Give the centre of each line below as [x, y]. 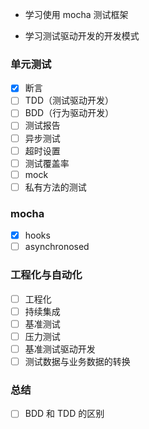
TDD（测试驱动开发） [69, 100]
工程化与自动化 [46, 275]
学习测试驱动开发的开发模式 [82, 36]
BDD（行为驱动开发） [69, 113]
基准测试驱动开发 [60, 349]
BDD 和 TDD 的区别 [64, 414]
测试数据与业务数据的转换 [77, 361]
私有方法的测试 [55, 187]
